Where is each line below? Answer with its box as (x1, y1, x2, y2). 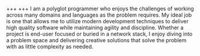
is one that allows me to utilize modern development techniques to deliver (6, 18, 189, 24)
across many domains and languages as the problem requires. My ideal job (6, 11, 192, 18)
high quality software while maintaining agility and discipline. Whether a (6, 24, 184, 31)
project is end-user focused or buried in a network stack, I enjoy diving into (6, 30, 193, 38)
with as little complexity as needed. (6, 43, 94, 50)
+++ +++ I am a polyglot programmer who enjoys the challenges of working (6, 5, 194, 12)
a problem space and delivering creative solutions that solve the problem (6, 37, 187, 43)
